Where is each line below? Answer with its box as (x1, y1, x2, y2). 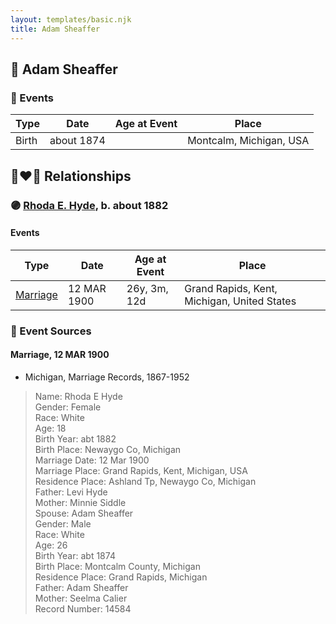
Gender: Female (34, 401, 102, 413)
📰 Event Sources (10, 324, 92, 338)
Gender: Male (34, 517, 92, 530)
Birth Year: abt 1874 (34, 549, 116, 561)
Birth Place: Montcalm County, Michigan (34, 560, 201, 572)
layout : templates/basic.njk (10, 14, 132, 25)
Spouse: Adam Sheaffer (34, 507, 134, 519)
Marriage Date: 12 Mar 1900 (34, 454, 150, 466)
